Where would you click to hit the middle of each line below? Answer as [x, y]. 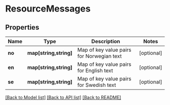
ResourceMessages [48, 9]
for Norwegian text [100, 56]
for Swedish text [97, 85]
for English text [95, 71]
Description [106, 41]
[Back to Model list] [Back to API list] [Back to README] [63, 97]
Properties [22, 27]
